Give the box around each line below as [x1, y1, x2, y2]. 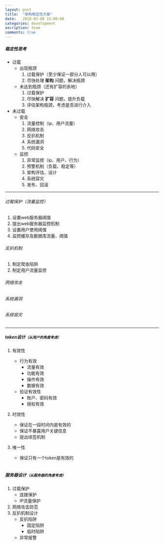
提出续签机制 [19, 434, 45, 440]
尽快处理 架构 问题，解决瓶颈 [26, 77, 85, 83]
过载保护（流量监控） [5, 198, 48, 204]
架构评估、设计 [26, 169, 57, 175]
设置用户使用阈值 [12, 227, 47, 233]
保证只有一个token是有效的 [19, 455, 74, 461]
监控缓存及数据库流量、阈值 [12, 233, 68, 239]
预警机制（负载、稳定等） [26, 163, 79, 169]
